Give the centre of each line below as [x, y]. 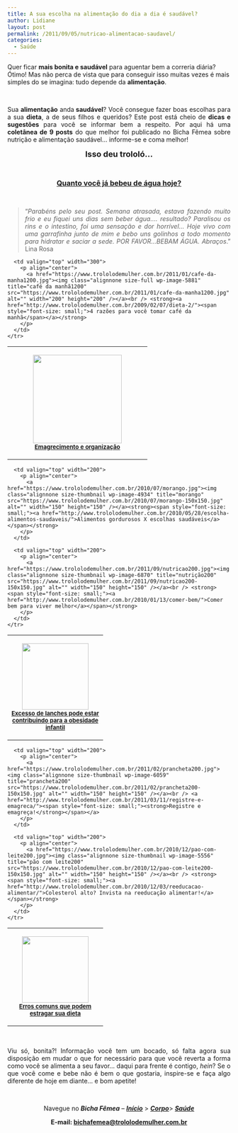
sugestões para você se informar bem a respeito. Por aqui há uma [119, 124]
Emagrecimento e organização [77, 447]
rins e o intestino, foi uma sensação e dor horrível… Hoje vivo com [127, 226]
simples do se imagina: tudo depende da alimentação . [87, 82]
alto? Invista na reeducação [123, 893]
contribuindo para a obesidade [55, 721]
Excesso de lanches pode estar [55, 713]
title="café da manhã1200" [47, 287]
